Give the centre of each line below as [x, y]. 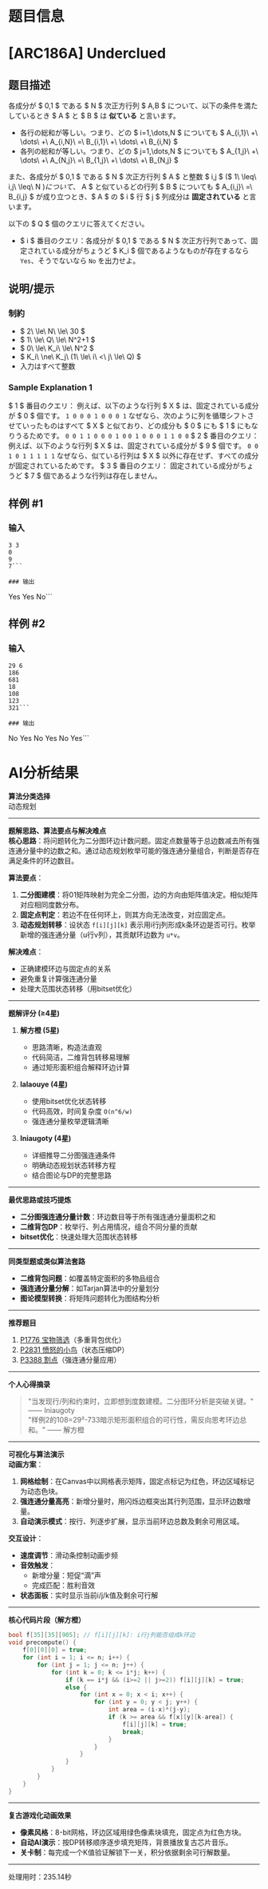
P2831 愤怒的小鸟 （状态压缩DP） [74, 1350]
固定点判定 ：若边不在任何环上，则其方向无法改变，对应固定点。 [124, 915]
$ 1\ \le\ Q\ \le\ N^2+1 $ [57, 339]
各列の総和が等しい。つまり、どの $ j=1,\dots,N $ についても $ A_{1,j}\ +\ [139, 151]
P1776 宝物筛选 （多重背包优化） [73, 1340]
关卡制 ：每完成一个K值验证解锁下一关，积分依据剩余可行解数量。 [127, 1852]
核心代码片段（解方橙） [47, 1620]
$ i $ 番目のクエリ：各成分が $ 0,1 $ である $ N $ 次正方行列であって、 [135, 241]
